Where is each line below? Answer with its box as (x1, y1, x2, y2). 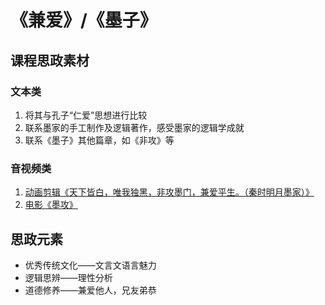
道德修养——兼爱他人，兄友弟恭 (24, 284, 157, 296)
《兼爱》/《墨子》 (10, 9, 158, 32)
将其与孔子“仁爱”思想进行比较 (24, 109, 148, 121)
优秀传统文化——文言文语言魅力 (24, 259, 157, 271)
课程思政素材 (10, 52, 90, 69)
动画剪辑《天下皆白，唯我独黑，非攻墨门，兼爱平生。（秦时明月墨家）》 (24, 186, 315, 198)
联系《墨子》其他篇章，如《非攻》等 (24, 134, 175, 146)
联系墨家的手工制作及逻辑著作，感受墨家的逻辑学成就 (24, 121, 245, 133)
